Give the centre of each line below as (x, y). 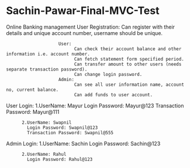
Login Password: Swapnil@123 (63, 127)
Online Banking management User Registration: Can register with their (91, 27)
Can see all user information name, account (129, 85)
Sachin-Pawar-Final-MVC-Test (83, 11)
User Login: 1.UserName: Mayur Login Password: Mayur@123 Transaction (95, 106)
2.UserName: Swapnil (46, 123)
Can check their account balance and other (128, 49)
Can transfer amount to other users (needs (128, 64)
